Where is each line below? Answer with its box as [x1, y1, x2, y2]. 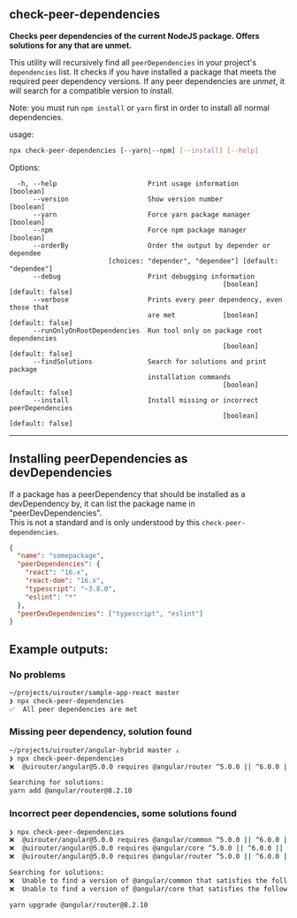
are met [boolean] [147, 310, 259, 319]
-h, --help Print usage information [17, 179, 240, 188]
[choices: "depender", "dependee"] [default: [107, 256, 278, 265]
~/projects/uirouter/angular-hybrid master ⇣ [9, 746, 179, 754]
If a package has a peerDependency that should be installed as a [9, 488, 246, 499]
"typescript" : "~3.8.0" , [25, 584, 117, 593]
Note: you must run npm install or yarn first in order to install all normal [9, 102, 270, 113]
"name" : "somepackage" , [17, 552, 104, 561]
